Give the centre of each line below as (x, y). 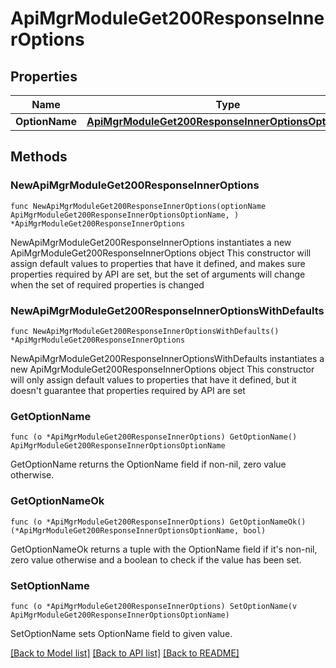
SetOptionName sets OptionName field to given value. (121, 633)
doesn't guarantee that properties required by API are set (128, 390)
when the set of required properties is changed (107, 284)
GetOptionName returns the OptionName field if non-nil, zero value (148, 464)
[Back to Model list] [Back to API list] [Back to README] (125, 653)
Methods (39, 157)
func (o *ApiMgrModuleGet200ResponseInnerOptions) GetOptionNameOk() (158, 522)
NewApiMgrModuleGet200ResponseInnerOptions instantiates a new (151, 242)
